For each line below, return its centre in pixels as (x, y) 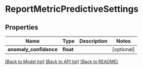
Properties (22, 27)
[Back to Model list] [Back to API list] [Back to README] (62, 62)
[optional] (124, 49)
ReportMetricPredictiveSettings (72, 9)
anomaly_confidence (33, 49)
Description (93, 41)
